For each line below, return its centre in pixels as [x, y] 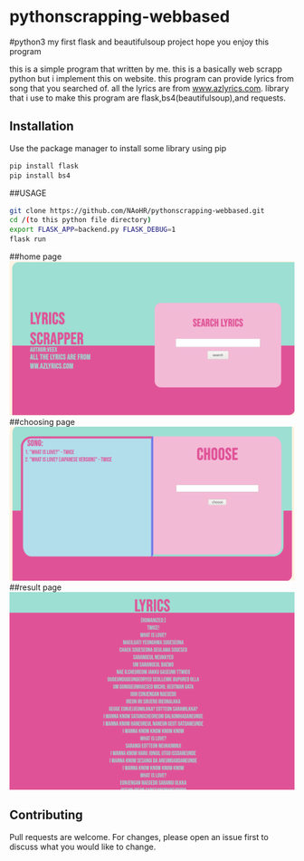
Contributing [46, 815]
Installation [42, 126]
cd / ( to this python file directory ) [81, 220]
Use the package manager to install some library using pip [118, 148]
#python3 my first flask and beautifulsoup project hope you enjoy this [139, 42]
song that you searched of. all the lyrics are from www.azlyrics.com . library [149, 88]
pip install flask [44, 166]
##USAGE [28, 193]
